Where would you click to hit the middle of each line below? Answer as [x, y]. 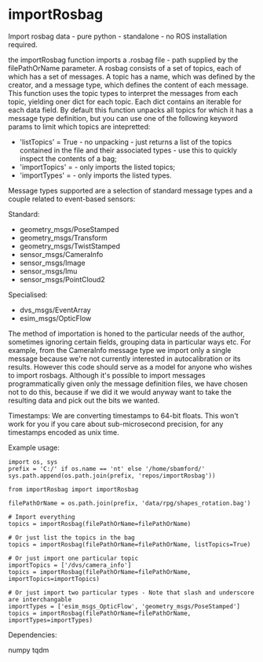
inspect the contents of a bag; [68, 158]
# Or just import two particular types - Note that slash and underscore [131, 592]
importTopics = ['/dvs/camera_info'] [70, 565]
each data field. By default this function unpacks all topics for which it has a [131, 110]
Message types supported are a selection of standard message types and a [130, 190]
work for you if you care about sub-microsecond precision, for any [116, 424]
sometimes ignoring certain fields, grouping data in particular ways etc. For [130, 342]
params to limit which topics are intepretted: [79, 127]
